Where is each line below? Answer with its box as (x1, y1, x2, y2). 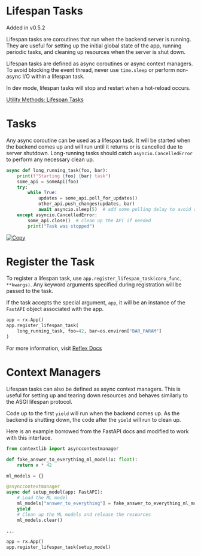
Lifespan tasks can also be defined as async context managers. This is (6, 385, 181, 392)
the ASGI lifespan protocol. (6, 398, 73, 405)
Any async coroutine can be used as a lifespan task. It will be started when (6, 137, 191, 144)
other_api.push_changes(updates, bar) (38, 201, 135, 207)
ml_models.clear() (17, 517, 63, 523)
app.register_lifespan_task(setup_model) (6, 544, 111, 551)
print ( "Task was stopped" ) (28, 223, 95, 229)
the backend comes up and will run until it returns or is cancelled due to (6, 143, 183, 150)
